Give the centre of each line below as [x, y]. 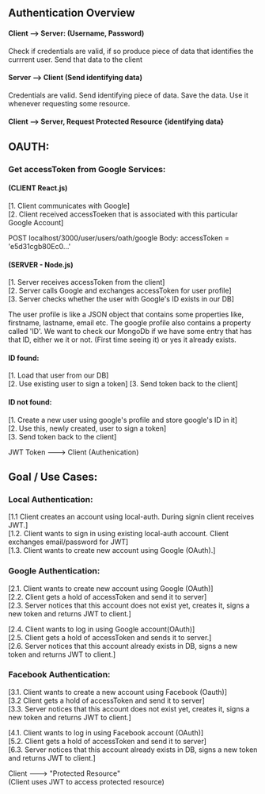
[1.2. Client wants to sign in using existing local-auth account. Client [119, 534]
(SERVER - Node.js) [41, 264]
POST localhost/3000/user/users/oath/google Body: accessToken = [119, 238]
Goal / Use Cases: [53, 476]
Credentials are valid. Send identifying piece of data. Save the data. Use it [129, 95]
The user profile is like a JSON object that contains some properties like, [126, 315]
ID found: [24, 358]
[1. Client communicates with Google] [69, 205]
